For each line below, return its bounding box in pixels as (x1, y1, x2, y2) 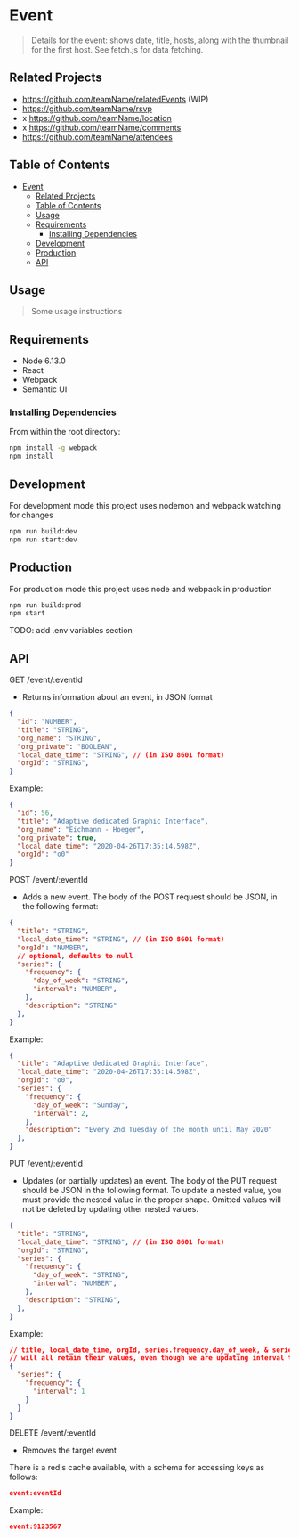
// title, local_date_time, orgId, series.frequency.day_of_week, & (9, 1346, 269, 1355)
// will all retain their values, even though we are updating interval (9, 1354, 285, 1363)
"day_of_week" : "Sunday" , (32, 1101, 129, 1110)
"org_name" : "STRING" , (17, 734, 101, 743)
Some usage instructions (30, 306, 123, 317)
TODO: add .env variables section (9, 625, 133, 636)
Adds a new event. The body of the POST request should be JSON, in (21, 891, 278, 902)
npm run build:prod (9, 600, 82, 610)
